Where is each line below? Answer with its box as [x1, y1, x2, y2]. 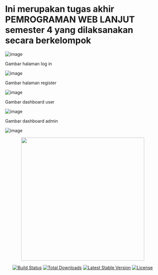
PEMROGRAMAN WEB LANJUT [5, 14, 135, 25]
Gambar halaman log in [5, 61, 53, 67]
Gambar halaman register [5, 80, 57, 86]
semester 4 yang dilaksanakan [5, 25, 134, 35]
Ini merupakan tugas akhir [5, 3, 115, 15]
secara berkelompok [5, 35, 92, 46]
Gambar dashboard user [5, 99, 55, 104]
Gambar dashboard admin [5, 118, 58, 124]
